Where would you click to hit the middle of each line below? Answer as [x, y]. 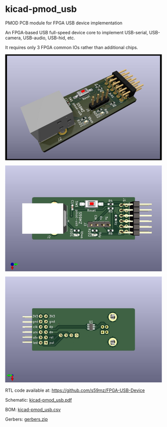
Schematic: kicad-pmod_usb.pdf [39, 400]
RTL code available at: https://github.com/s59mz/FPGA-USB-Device [75, 390]
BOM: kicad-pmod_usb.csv [33, 410]
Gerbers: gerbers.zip [27, 419]
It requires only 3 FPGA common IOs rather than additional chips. [72, 47]
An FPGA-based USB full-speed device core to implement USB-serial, [77, 32]
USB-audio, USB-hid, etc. [49, 38]
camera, [14, 38]
